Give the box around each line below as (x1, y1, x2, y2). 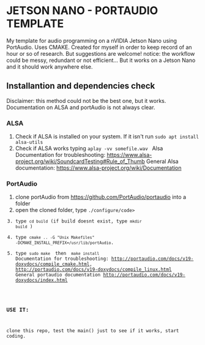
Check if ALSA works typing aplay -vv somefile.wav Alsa (15, 145, 163, 152)
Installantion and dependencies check (6, 81, 155, 91)
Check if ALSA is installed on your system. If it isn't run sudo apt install (15, 133, 199, 140)
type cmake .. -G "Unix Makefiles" (15, 234, 95, 241)
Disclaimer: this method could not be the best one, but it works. (6, 97, 166, 104)
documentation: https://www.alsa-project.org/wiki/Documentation (15, 164, 182, 172)
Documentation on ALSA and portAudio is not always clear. (6, 104, 155, 111)
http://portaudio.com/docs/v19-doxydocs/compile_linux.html (15, 267, 172, 273)
